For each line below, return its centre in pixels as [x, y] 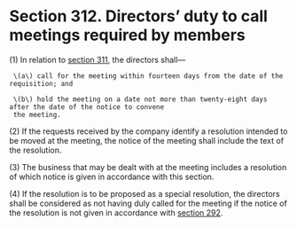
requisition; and [41, 83]
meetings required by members [127, 35]
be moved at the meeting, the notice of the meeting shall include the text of [147, 140]
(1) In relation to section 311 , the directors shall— [98, 59]
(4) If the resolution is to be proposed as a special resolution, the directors [145, 193]
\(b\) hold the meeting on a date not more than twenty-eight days [140, 99]
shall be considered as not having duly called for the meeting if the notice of [148, 203]
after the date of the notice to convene [87, 107]
